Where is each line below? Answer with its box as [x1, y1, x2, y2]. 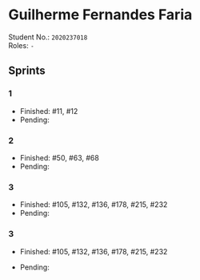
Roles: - [8, 40, 34, 50]
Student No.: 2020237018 [8, 32, 88, 42]
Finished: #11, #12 [19, 106, 78, 116]
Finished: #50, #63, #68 [19, 152, 100, 162]
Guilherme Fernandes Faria [8, 6, 193, 24]
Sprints [8, 64, 46, 78]
